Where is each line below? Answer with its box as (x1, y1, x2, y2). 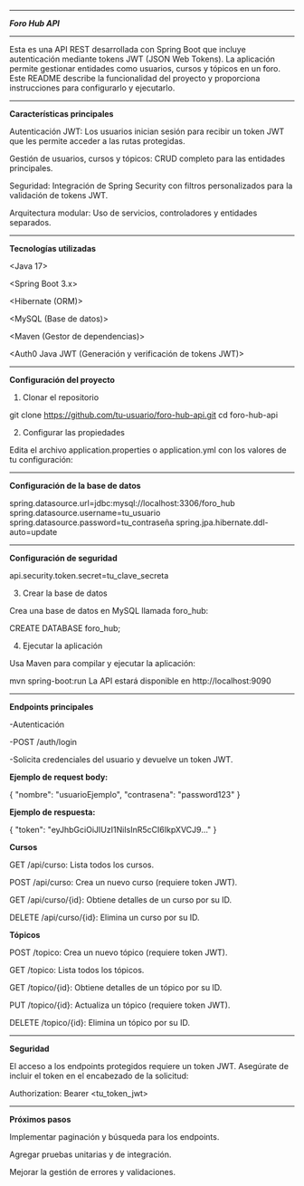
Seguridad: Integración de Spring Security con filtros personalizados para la (9, 180, 293, 191)
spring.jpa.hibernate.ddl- (176, 517, 269, 528)
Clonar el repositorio (22, 392, 100, 403)
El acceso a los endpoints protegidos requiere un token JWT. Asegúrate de (9, 1061, 290, 1071)
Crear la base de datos (22, 588, 109, 598)
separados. (9, 217, 52, 227)
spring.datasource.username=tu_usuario (9, 508, 161, 518)
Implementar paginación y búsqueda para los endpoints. (9, 1132, 220, 1142)
